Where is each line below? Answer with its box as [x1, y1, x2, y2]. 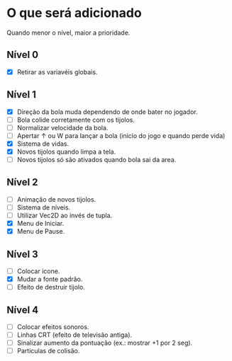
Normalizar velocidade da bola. [16, 123, 109, 132]
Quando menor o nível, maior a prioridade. [6, 28, 131, 37]
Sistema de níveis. [16, 203, 71, 212]
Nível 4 [6, 304, 39, 316]
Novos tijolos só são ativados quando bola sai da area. [16, 156, 177, 164]
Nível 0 [6, 49, 39, 61]
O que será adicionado [6, 5, 143, 21]
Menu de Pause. [16, 227, 65, 236]
